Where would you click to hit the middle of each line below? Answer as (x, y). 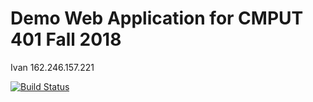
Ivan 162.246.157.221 (52, 67)
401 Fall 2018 (66, 39)
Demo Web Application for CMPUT (157, 18)
